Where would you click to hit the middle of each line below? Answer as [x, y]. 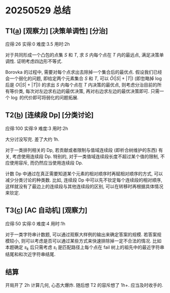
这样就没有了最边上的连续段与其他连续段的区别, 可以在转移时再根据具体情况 [84, 186]
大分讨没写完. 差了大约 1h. [32, 139]
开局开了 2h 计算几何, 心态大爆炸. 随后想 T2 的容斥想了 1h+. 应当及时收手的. [84, 285]
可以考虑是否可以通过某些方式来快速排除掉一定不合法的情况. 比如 [93, 241]
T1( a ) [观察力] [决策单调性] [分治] [57, 31]
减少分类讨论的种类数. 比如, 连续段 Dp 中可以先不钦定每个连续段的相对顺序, [84, 180]
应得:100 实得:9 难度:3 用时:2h [37, 128]
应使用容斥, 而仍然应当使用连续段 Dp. [44, 163]
